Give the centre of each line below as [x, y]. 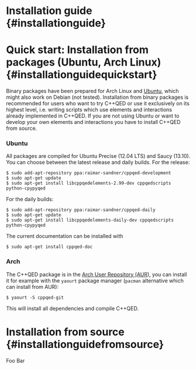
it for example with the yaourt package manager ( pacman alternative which [95, 280]
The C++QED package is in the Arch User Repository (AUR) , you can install [97, 274]
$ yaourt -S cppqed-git [35, 297]
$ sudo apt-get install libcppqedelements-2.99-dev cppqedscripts [89, 183]
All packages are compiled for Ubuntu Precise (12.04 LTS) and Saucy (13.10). [98, 156]
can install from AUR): [32, 287]
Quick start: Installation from [78, 50]
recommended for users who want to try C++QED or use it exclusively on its [98, 104]
